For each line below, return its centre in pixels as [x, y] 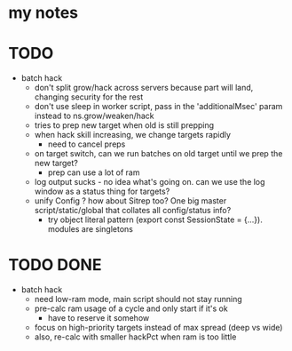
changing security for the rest [89, 97]
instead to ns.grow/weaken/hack [94, 116]
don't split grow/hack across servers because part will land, [144, 88]
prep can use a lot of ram [94, 172]
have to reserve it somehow [99, 318]
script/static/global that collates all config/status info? [133, 211]
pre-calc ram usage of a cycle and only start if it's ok [131, 308]
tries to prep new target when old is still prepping [124, 125]
